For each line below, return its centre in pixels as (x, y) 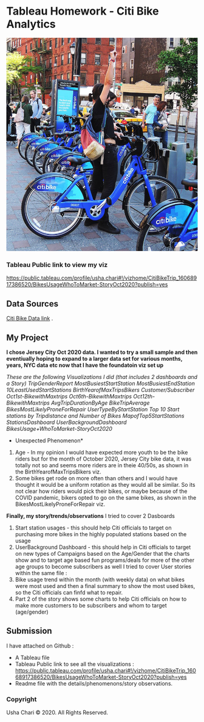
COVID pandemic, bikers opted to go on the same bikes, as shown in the (106, 497)
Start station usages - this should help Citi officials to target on (93, 528)
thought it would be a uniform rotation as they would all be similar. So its (105, 484)
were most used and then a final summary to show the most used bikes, (105, 586)
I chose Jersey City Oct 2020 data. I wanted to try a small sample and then (102, 352)
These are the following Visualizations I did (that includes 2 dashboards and (102, 377)
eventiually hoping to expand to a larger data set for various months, (94, 358)
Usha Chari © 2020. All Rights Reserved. (57, 713)
